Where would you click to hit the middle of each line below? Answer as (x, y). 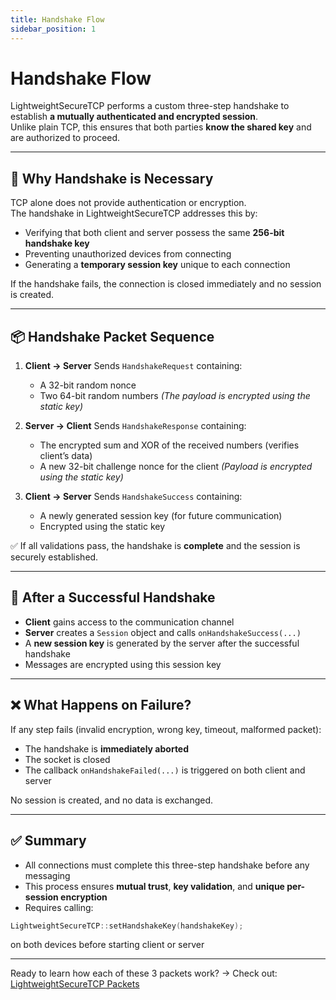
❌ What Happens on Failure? (101, 705)
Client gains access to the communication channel (129, 622)
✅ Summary (48, 841)
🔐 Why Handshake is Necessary (112, 178)
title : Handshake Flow (57, 19)
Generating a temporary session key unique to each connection (157, 265)
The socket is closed (67, 759)
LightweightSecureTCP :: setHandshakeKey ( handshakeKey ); (127, 926)
